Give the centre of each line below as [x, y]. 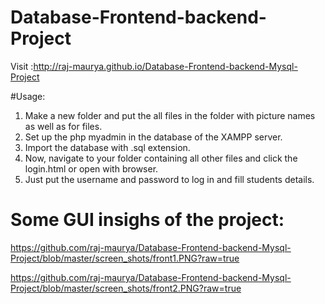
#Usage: [28, 96]
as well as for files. [63, 126]
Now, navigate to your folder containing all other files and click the [161, 158]
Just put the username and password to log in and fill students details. [169, 179]
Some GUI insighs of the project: [147, 220]
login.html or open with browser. [91, 168]
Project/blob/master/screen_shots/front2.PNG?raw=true [126, 288]
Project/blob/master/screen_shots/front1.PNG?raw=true [125, 258]
